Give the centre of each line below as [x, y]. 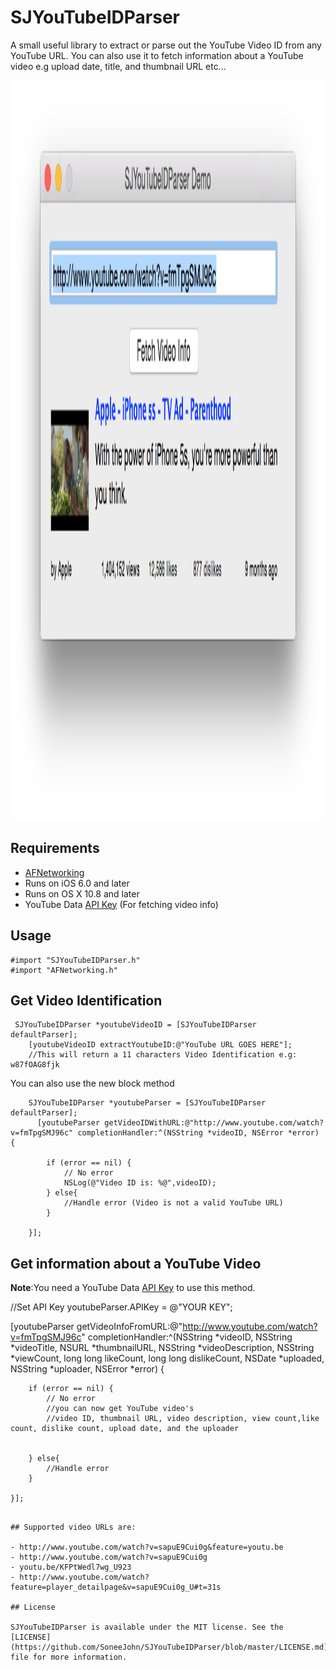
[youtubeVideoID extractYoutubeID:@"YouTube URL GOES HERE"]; [160, 1045]
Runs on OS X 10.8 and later [82, 893]
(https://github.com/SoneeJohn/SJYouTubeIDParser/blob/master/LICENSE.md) [169, 1647]
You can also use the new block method [92, 1083]
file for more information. [69, 1657]
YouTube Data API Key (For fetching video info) [121, 904]
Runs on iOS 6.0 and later [77, 883]
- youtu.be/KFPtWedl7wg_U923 [71, 1567]
